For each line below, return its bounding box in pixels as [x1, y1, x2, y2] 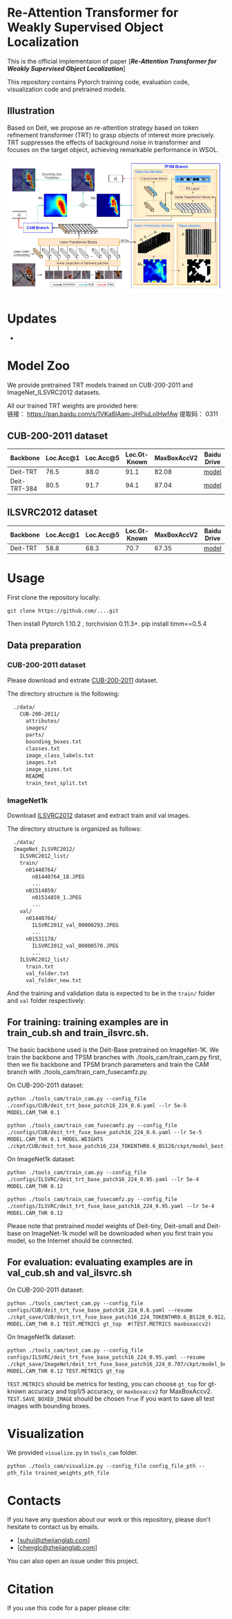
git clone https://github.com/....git [7, 607, 119, 614]
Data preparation [7, 640, 81, 651]
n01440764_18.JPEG [32, 873, 85, 880]
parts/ [25, 731, 45, 738]
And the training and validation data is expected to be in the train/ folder [7, 989, 215, 997]
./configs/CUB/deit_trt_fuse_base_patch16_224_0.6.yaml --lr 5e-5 [7, 1129, 202, 1136]
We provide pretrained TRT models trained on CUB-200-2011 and [7, 381, 193, 389]
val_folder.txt [25, 970, 70, 977]
